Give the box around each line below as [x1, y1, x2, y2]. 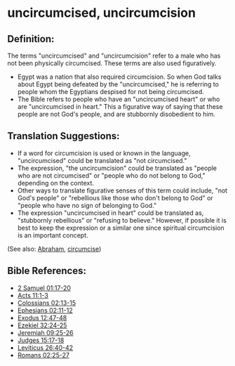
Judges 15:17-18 [17, 336, 65, 344]
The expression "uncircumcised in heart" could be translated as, [17, 209, 204, 217]
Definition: [7, 33, 55, 45]
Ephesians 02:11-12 [17, 306, 73, 314]
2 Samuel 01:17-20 [17, 283, 72, 292]
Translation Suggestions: [7, 130, 121, 142]
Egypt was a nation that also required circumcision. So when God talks [17, 72, 222, 81]
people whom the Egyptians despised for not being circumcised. [17, 88, 205, 96]
